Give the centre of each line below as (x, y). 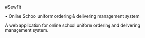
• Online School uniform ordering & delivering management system (72, 16)
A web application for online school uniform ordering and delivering (72, 25)
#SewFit (13, 7)
